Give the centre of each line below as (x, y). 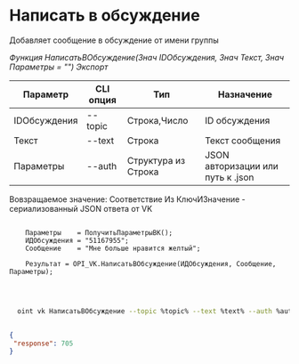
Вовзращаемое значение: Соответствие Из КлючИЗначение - (128, 199)
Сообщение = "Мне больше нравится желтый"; (113, 248)
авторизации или (241, 166)
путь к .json (229, 177)
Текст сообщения (242, 141)
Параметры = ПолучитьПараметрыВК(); (99, 232)
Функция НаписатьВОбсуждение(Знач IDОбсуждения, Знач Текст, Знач (147, 57)
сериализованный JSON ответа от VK (81, 208)
